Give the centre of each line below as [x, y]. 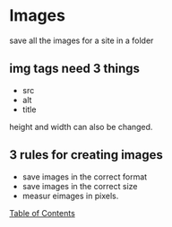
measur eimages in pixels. [70, 196]
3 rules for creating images [86, 155]
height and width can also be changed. [81, 127]
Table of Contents [43, 213]
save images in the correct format [85, 177]
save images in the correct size [80, 186]
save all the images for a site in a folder [82, 40]
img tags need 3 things [75, 69]
